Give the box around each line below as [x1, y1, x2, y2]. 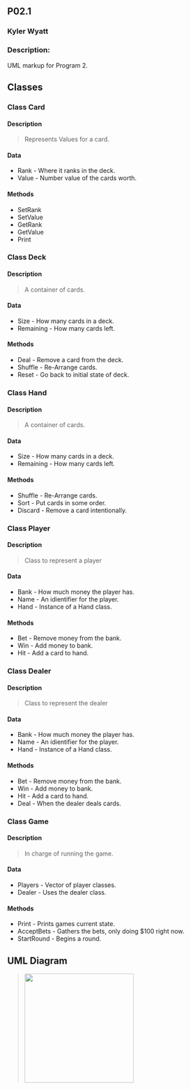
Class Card [7, 102, 45, 112]
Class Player [7, 523, 51, 533]
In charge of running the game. [24, 849, 114, 858]
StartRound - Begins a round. [17, 934, 102, 943]
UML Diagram [7, 955, 68, 966]
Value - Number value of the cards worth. [17, 174, 137, 182]
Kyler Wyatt [7, 27, 49, 36]
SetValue [17, 213, 44, 221]
